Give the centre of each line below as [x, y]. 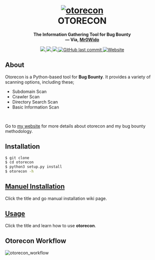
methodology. [19, 131]
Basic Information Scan [36, 107]
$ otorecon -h [20, 172]
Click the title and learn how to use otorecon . [51, 225]
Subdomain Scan [29, 91]
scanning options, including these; [40, 82]
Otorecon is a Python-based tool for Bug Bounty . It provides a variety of [78, 77]
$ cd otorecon [20, 162]
